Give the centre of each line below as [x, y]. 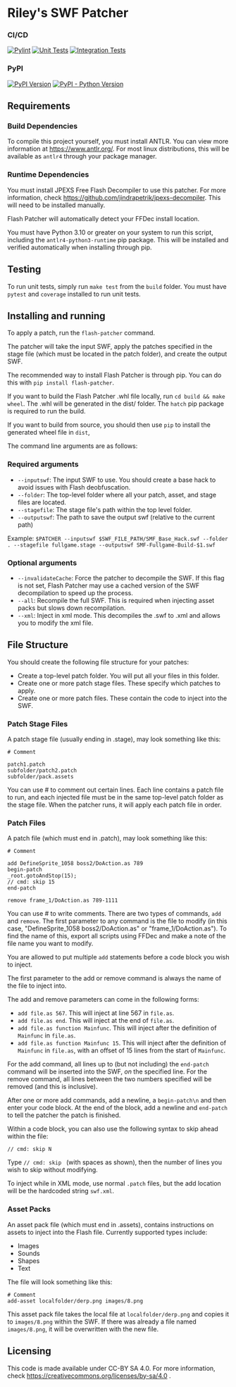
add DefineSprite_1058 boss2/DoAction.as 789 [75, 864]
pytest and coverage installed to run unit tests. [74, 294]
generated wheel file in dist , [49, 433]
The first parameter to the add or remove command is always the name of [114, 978]
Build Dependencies [43, 126]
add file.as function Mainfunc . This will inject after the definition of [117, 1028]
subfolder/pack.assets [41, 777]
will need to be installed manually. [56, 205]
